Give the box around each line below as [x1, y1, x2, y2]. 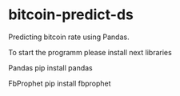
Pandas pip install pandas [8, 62, 94, 73]
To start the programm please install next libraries [8, 47, 172, 57]
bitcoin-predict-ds [8, 6, 134, 24]
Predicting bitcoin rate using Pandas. [8, 32, 130, 42]
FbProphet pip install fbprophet [8, 78, 111, 88]
